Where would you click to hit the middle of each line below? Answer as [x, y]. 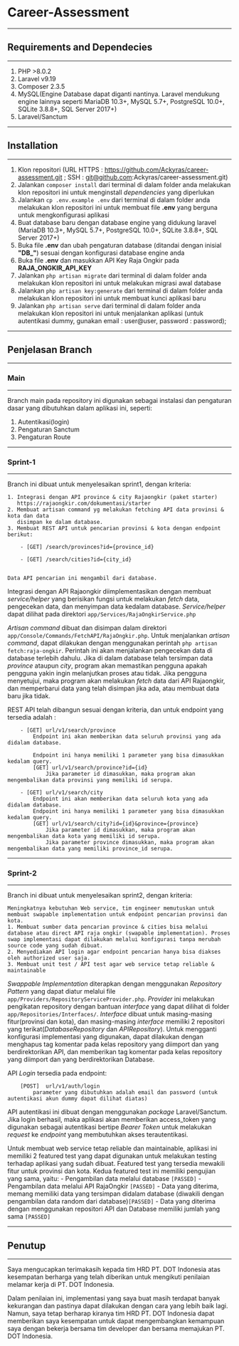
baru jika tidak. [29, 695]
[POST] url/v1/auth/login [60, 1086]
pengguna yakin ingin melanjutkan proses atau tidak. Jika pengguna [107, 673]
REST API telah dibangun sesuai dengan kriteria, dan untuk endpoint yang [116, 710]
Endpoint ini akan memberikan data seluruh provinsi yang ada [127, 736]
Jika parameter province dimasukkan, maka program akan [130, 842]
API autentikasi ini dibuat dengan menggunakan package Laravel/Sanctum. [117, 1112]
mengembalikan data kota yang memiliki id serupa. [84, 836]
